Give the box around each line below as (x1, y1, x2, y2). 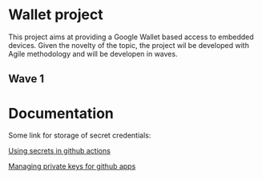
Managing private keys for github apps (8, 161, 136, 171)
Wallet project (8, 6, 103, 24)
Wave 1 (8, 72, 45, 86)
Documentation (8, 104, 115, 122)
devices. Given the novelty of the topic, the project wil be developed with (8, 40, 250, 50)
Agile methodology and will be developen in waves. (8, 49, 178, 58)
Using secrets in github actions (8, 146, 111, 156)
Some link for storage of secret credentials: (8, 130, 151, 141)
